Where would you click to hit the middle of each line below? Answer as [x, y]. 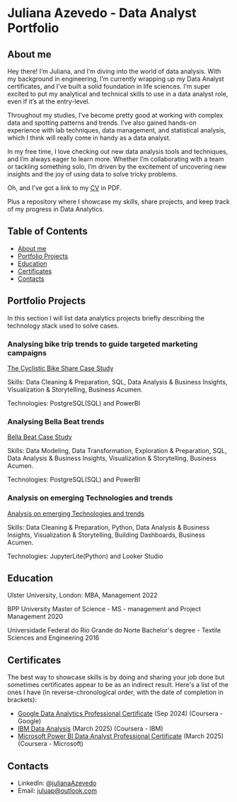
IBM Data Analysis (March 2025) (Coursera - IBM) [91, 729]
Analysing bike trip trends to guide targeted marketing [103, 344]
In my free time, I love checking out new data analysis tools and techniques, [118, 151]
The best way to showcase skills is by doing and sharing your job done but [116, 677]
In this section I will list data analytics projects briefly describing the [106, 318]
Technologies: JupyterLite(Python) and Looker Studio [85, 556]
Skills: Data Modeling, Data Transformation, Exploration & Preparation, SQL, [117, 451]
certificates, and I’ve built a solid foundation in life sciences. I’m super [109, 86]
